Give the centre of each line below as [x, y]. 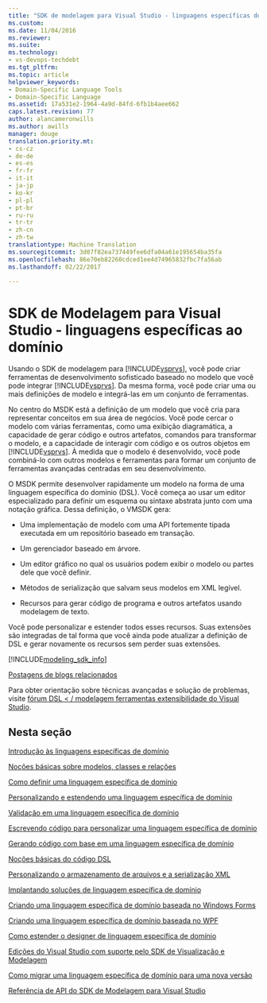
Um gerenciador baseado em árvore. [80, 548]
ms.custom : [26, 23]
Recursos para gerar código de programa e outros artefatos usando [131, 603]
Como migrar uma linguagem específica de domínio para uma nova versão [130, 975]
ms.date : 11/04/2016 [43, 30]
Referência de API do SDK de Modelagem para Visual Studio [107, 991]
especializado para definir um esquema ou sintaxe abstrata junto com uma [130, 501]
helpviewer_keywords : [44, 82]
